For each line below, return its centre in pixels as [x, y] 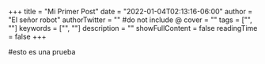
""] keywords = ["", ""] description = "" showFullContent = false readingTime [133, 28]
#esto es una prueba [42, 52]
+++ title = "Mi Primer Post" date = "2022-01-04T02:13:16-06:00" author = [131, 11]
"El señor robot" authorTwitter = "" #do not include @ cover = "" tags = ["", [130, 20]
